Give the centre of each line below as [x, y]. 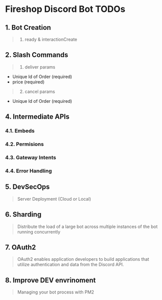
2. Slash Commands [37, 55]
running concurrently [39, 231]
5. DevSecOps [27, 187]
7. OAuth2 [21, 247]
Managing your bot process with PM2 [55, 292]
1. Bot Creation [28, 28]
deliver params [40, 67]
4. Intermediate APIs [37, 117]
